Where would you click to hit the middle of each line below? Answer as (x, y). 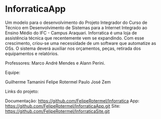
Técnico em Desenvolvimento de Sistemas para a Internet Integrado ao (76, 27)
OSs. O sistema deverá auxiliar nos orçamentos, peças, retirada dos (73, 48)
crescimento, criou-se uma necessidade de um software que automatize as (81, 43)
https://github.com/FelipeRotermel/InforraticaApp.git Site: (63, 106)
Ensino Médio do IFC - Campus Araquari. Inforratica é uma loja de (71, 33)
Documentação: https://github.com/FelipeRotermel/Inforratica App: (72, 100)
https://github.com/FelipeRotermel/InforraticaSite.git (57, 111)
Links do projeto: (22, 91)
